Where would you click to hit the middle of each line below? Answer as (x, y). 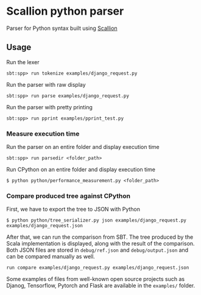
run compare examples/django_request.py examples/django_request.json (98, 268)
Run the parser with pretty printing (50, 107)
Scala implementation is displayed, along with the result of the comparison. (100, 244)
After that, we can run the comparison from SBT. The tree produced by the (100, 237)
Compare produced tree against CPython (69, 195)
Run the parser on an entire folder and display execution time (83, 147)
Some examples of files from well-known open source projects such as (95, 279)
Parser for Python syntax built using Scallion (62, 28)
